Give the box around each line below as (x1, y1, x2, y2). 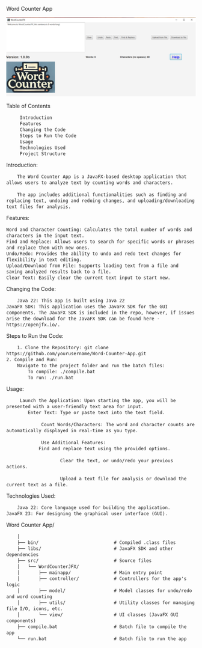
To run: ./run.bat (28, 374, 74, 381)
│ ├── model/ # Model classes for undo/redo (17, 587, 192, 594)
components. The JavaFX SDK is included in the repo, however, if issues (6, 310, 195, 316)
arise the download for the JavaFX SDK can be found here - (6, 316, 161, 322)
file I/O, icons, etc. (6, 605, 63, 612)
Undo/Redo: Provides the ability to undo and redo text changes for (6, 251, 182, 257)
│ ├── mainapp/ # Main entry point (17, 569, 163, 576)
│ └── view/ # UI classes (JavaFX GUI (17, 611, 179, 618)
